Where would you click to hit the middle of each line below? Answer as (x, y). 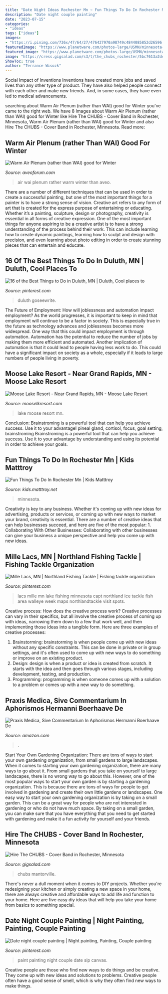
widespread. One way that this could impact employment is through (75, 331)
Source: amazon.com (27, 735)
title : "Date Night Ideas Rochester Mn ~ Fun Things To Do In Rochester (82, 10)
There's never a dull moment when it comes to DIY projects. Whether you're (83, 884)
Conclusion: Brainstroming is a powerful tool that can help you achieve (78, 423)
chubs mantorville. (36, 874)
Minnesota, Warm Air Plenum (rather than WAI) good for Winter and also (79, 122)
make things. (18, 985)
